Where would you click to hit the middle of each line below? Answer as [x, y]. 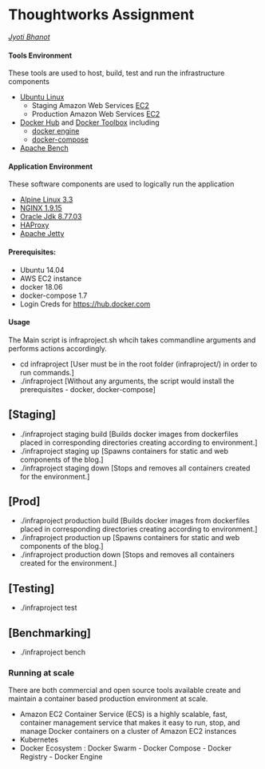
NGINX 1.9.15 [41, 208]
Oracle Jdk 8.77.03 [51, 217]
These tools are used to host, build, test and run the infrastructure [117, 73]
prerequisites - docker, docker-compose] [87, 389]
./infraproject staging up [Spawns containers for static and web [124, 451]
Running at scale [42, 672]
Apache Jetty [42, 234]
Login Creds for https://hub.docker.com [85, 304]
